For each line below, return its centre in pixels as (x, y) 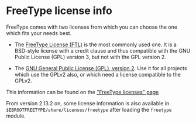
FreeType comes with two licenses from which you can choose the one (92, 27)
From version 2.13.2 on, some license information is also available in (88, 103)
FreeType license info (59, 11)
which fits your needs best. (39, 33)
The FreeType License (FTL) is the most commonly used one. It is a (95, 44)
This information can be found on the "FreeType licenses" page (82, 92)
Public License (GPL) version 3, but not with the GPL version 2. (90, 57)
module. (16, 116)
